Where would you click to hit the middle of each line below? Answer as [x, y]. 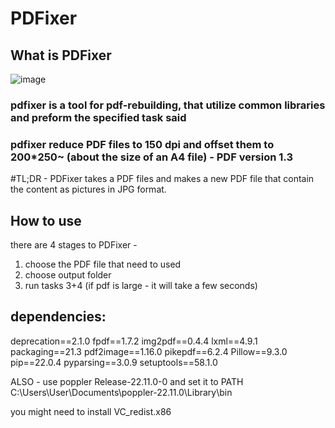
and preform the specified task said [98, 117]
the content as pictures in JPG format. [88, 189]
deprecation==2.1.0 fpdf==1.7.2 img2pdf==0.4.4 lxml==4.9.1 [134, 341]
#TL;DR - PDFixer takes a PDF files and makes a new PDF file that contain [162, 179]
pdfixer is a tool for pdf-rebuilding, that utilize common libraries [168, 105]
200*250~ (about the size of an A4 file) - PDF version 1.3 [151, 157]
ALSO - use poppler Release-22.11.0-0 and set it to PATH [127, 381]
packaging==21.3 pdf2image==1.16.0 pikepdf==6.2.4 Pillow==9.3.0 [149, 351]
